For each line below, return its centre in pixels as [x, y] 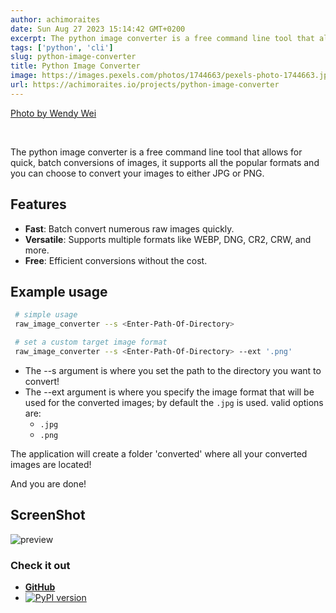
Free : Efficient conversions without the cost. [116, 260]
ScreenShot [48, 515]
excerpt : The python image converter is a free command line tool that [162, 38]
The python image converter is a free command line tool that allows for [156, 152]
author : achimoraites [55, 19]
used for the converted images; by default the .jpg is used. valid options [174, 402]
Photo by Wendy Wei [53, 113]
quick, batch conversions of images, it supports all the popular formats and [165, 162]
